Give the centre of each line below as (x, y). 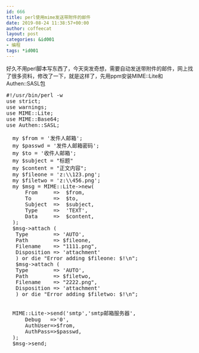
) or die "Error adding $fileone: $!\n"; (77, 258)
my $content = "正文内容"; (50, 168)
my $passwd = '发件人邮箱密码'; (56, 145)
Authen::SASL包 (26, 83)
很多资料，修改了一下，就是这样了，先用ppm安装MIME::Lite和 (87, 76)
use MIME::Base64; (33, 119)
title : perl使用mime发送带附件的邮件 (49, 17)
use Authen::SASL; (33, 125)
